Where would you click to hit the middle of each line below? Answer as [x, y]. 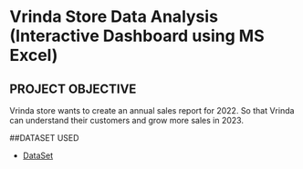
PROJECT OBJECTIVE [73, 89]
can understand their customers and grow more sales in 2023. [127, 120]
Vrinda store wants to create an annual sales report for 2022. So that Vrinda [152, 110]
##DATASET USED [44, 138]
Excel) [34, 55]
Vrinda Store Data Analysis [114, 17]
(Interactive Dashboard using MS [137, 36]
